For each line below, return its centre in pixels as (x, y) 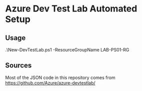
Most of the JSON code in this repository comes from (60, 77)
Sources (18, 65)
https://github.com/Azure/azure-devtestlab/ (50, 82)
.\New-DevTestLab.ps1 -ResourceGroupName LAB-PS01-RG (67, 50)
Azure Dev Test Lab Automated (71, 9)
